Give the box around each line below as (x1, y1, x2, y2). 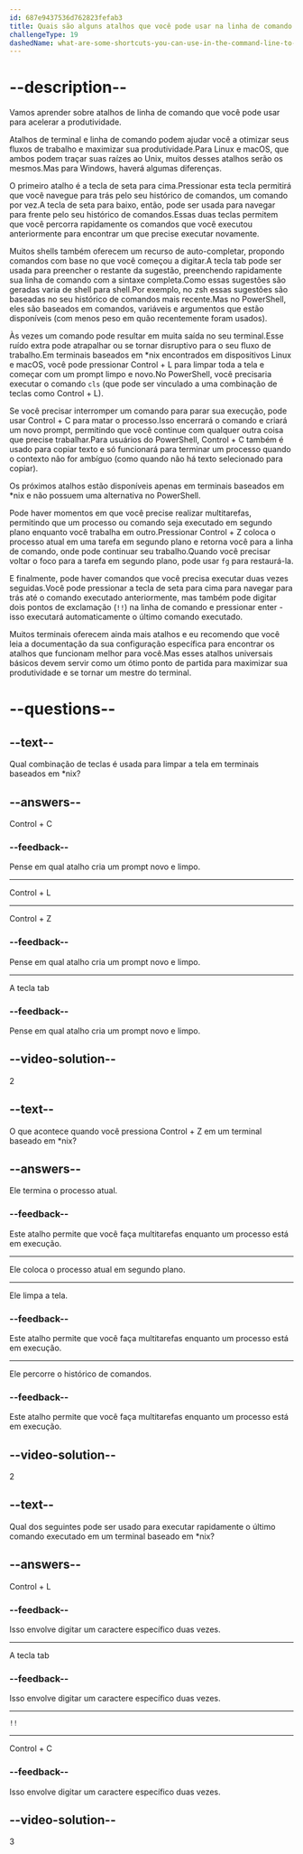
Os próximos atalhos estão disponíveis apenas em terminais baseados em (9, 480, 285, 492)
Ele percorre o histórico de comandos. (9, 1368, 151, 1379)
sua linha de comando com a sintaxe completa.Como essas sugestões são (9, 274, 287, 285)
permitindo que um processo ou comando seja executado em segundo (9, 517, 272, 528)
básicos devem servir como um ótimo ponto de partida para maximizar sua (9, 658, 289, 669)
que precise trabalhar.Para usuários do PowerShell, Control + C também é (9, 434, 284, 445)
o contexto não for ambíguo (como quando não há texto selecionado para (9, 453, 284, 465)
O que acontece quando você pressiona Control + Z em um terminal (9, 1126, 262, 1136)
